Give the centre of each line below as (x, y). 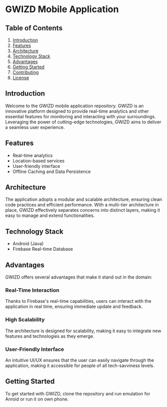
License (21, 78)
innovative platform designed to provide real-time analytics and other (77, 111)
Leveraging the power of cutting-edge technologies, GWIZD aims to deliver (83, 122)
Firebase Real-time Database (43, 249)
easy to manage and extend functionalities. (50, 215)
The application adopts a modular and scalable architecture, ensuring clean (84, 199)
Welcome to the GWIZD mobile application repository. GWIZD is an (74, 106)
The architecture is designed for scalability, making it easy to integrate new (83, 331)
